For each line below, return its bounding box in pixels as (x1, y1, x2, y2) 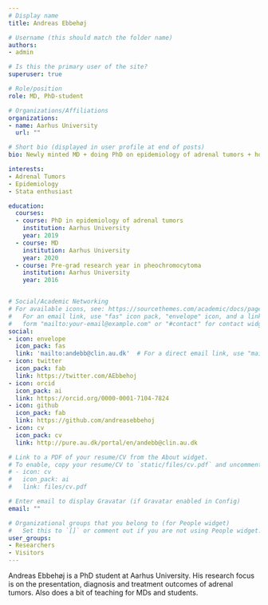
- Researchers (8, 541, 56, 550)
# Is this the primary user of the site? (8, 63, 148, 71)
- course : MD (15, 239, 59, 247)
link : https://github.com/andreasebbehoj (15, 416, 156, 424)
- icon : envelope (8, 335, 66, 343)
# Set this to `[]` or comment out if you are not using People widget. (8, 527, 262, 535)
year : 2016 (22, 277, 59, 285)
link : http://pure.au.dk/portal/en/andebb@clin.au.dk (15, 439, 198, 447)
